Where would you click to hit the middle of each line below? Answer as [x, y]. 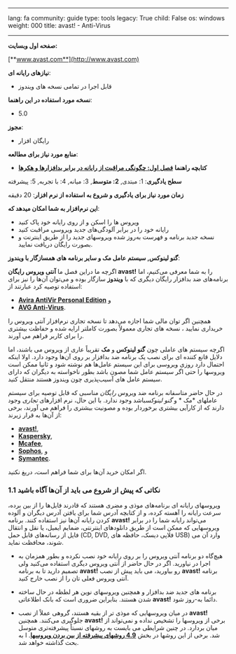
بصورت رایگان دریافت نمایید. [55, 244]
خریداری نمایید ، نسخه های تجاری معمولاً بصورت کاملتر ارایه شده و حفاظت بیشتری [116, 328]
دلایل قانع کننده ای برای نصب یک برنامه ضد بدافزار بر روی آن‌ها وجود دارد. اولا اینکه [115, 357]
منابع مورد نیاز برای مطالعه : [43, 154]
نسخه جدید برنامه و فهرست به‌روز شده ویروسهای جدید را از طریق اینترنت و [116, 237]
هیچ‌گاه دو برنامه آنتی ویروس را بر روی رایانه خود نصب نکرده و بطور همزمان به [120, 556]
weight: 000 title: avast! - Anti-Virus [59, 26]
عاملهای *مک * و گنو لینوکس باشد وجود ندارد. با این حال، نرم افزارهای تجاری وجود [113, 400]
